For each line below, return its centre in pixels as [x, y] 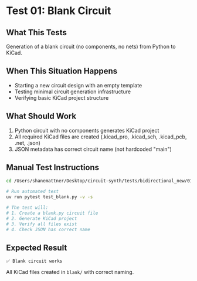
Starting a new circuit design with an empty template [78, 85]
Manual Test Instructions [53, 167]
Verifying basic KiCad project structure [62, 97]
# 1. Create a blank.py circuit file [52, 213]
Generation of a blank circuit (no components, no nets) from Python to [91, 46]
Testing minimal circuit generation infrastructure [72, 92]
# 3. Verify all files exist [42, 224]
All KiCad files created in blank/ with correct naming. [70, 272]
